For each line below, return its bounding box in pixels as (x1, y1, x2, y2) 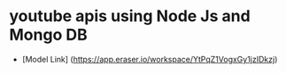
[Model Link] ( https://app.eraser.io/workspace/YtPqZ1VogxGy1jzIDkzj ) (21, 54, 278, 64)
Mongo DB (9, 25, 88, 45)
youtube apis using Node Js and (9, 6, 251, 26)
